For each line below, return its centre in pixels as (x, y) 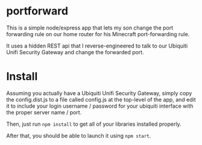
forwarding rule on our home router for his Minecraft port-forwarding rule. (98, 34)
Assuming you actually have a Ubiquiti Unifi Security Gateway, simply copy (99, 93)
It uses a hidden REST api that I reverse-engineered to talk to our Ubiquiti (97, 46)
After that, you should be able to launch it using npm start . (79, 135)
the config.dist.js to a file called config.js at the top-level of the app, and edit (101, 99)
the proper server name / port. (44, 112)
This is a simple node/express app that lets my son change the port (90, 28)
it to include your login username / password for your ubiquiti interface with (100, 106)
